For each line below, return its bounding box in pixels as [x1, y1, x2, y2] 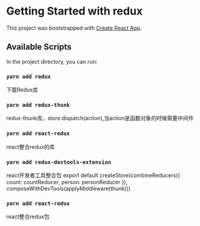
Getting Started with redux [6, 4, 143, 18]
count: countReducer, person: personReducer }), [6, 178, 128, 185]
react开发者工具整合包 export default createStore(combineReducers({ [6, 171, 181, 179]
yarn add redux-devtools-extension [6, 159, 112, 165]
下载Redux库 [6, 86, 38, 93]
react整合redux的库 [6, 143, 55, 150]
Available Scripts [6, 42, 72, 52]
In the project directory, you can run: [6, 58, 98, 65]
